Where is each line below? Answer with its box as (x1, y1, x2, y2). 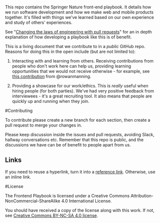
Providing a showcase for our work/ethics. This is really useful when (12, 83, 148, 89)
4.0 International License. (61, 198, 112, 204)
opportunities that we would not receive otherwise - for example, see (12, 68, 150, 74)
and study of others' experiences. (5, 19, 73, 25)
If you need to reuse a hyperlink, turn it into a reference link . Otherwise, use (5, 169, 156, 175)
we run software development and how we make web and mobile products (5, 9, 154, 15)
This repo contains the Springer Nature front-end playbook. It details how (5, 4, 151, 10)
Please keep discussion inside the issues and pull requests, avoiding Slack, (5, 132, 155, 137)
